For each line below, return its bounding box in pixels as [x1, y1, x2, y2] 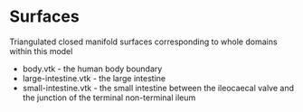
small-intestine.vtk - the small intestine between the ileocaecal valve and [22, 82, 295, 93]
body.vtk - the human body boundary [22, 63, 163, 74]
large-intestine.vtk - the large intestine [22, 72, 166, 83]
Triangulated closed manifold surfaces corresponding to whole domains [9, 36, 278, 47]
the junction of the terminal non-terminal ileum [22, 92, 196, 103]
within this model [9, 45, 73, 56]
